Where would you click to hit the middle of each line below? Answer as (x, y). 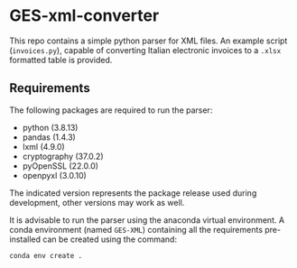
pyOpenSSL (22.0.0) (60, 166)
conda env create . (46, 255)
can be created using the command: (110, 239)
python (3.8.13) (50, 127)
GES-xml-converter (84, 16)
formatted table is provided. (61, 60)
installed (25, 239)
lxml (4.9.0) (43, 146)
